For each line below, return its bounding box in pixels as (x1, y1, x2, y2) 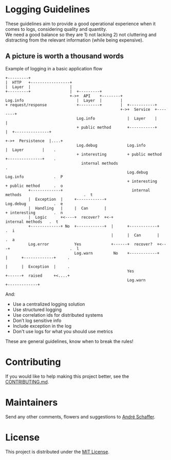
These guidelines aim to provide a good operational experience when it (5, 21, 156, 27)
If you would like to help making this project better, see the (5, 373, 129, 379)
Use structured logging (12, 306, 62, 313)
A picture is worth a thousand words (5, 52, 124, 61)
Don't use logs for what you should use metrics (12, 328, 113, 334)
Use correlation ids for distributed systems (12, 312, 103, 318)
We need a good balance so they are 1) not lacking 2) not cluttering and (5, 31, 157, 37)
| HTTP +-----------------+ (5, 80, 72, 85)
